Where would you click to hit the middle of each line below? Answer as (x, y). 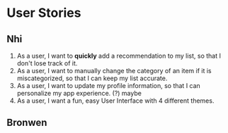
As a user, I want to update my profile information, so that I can (109, 85)
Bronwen (27, 123)
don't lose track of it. (47, 63)
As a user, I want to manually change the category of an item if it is (114, 71)
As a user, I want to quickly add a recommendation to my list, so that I (119, 56)
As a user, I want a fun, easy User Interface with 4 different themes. (115, 101)
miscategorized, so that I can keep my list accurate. (92, 78)
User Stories (44, 13)
